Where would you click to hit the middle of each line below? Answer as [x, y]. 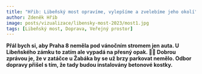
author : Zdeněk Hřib [32, 17]
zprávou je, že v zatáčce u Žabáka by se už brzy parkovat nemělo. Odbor [99, 58]
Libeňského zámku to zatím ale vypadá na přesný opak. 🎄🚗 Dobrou [91, 52]
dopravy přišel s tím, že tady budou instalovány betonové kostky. [90, 65]
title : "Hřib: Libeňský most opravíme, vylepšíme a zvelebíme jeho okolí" [102, 12]
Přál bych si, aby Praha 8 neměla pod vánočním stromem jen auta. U [93, 46]
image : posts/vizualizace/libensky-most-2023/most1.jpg [78, 23]
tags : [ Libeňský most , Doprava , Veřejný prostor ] [70, 29]
